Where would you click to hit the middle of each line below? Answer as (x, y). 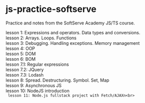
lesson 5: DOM (21, 54)
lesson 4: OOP (20, 48)
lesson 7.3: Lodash (25, 75)
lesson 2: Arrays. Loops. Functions (41, 38)
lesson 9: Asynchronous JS (34, 85)
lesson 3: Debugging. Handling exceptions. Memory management (73, 43)
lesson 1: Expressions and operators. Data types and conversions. (73, 32)
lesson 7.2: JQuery (25, 69)
